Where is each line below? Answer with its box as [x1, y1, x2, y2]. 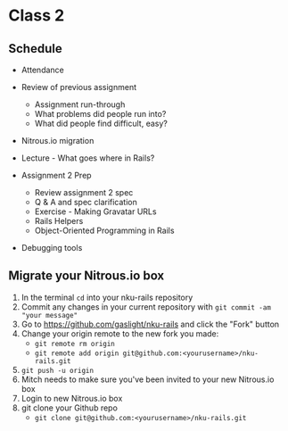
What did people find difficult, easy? [34, 118, 169, 128]
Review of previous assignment [21, 82, 137, 92]
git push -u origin [21, 366, 95, 375]
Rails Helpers [34, 216, 84, 226]
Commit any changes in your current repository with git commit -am [21, 301, 271, 312]
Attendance [21, 64, 64, 75]
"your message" [21, 311, 78, 319]
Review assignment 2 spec [34, 187, 134, 197]
